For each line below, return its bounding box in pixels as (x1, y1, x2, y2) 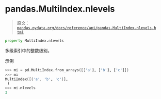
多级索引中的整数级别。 (5, 48, 52, 53)
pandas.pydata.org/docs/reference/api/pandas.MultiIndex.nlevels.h (16, 25, 156, 30)
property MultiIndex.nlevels (5, 38, 64, 43)
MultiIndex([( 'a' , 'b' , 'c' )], (5, 77, 68, 82)
